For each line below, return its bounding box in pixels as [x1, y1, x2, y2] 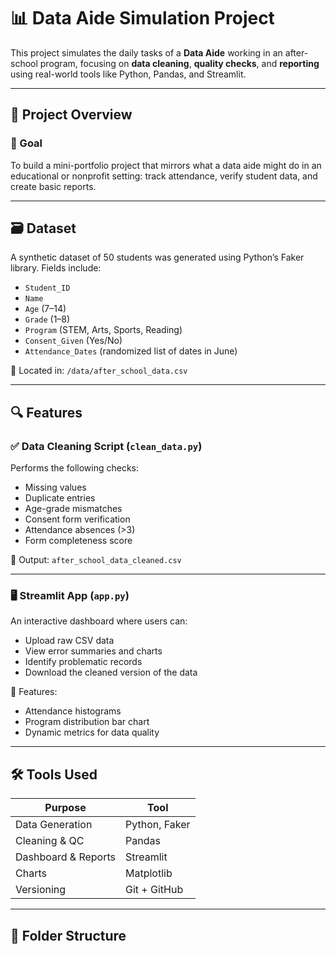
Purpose [44, 801, 87, 815]
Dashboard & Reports [15, 850, 116, 864]
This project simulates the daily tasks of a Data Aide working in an [10, 46, 283, 59]
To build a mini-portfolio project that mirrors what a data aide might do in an [10, 159, 322, 171]
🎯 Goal [10, 136, 43, 150]
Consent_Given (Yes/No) [24, 335, 123, 347]
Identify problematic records [24, 656, 143, 668]
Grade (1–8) [24, 313, 71, 325]
